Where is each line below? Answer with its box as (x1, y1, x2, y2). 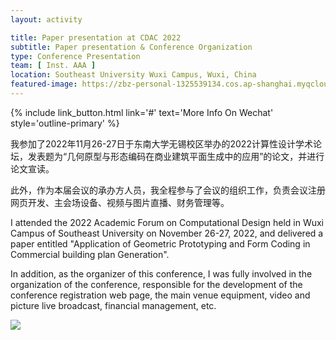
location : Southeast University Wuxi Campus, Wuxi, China (10, 70, 257, 80)
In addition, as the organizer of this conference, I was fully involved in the (10, 267, 313, 280)
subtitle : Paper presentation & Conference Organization (10, 42, 253, 52)
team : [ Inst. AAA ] (10, 61, 97, 71)
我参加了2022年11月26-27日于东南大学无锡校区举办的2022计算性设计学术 (10, 137, 313, 150)
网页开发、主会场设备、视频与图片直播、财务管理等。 (10, 196, 230, 208)
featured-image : (10, 79, 78, 90)
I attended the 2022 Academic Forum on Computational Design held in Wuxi (10, 216, 324, 228)
